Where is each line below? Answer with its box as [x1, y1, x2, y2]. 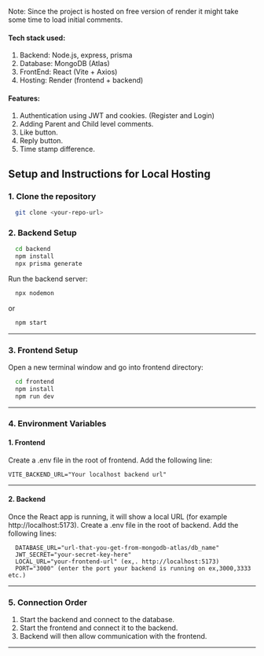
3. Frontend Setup [8, 345, 79, 356]
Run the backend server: [8, 274, 88, 283]
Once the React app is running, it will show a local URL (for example [8, 511, 228, 521]
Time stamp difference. [19, 145, 96, 154]
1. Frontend [8, 438, 46, 448]
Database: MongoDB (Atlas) [19, 59, 110, 68]
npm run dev [15, 392, 55, 400]
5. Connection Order [8, 597, 88, 608]
